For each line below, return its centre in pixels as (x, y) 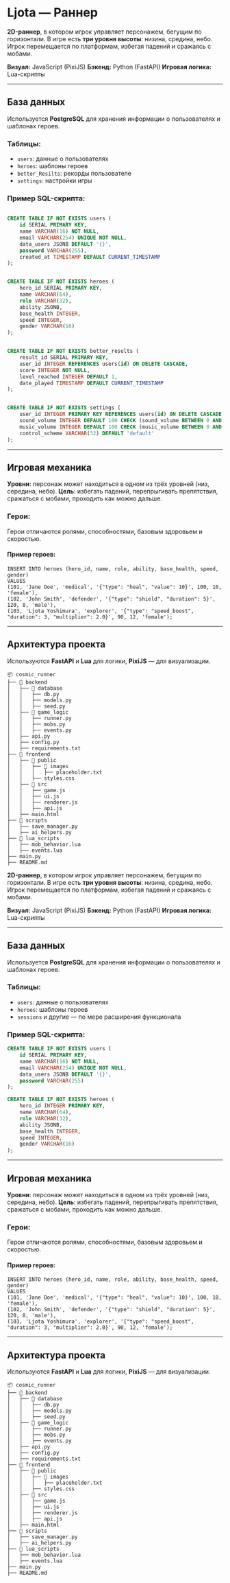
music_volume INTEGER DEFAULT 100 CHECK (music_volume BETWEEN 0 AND (121, 427)
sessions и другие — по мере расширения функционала (99, 1017)
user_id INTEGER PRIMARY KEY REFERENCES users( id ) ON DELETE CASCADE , (122, 414)
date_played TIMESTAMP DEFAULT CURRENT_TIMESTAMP (92, 383)
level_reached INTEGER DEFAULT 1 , (68, 377)
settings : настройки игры (54, 181)
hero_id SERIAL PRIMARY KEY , (61, 288)
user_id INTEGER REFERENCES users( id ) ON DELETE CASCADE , (104, 364)
